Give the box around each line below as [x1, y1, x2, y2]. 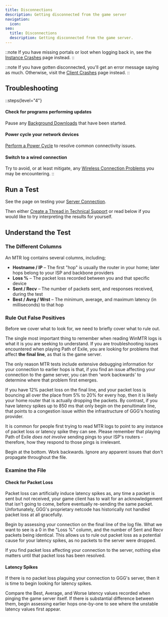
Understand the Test [5, 228, 71, 236]
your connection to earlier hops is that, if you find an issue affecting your [5, 366, 155, 373]
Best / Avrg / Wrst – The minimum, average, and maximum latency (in [12, 296, 156, 302]
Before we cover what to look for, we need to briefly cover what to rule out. [5, 326, 160, 332]
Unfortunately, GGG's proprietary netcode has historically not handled [5, 507, 150, 513]
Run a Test [5, 185, 39, 194]
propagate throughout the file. [5, 454, 68, 460]
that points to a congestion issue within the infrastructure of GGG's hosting [5, 408, 160, 414]
